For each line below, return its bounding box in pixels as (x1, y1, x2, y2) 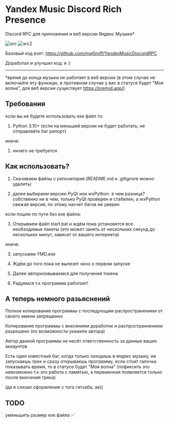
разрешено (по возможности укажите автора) (5, 328, 105, 335)
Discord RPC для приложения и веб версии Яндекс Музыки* (5, 31, 135, 37)
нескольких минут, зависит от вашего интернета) (12, 231, 119, 237)
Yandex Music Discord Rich (5, 4, 122, 15)
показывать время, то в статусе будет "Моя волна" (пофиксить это (5, 364, 150, 370)
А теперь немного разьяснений (5, 294, 110, 303)
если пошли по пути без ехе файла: (5, 211, 81, 217)
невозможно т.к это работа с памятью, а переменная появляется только (5, 369, 162, 375)
